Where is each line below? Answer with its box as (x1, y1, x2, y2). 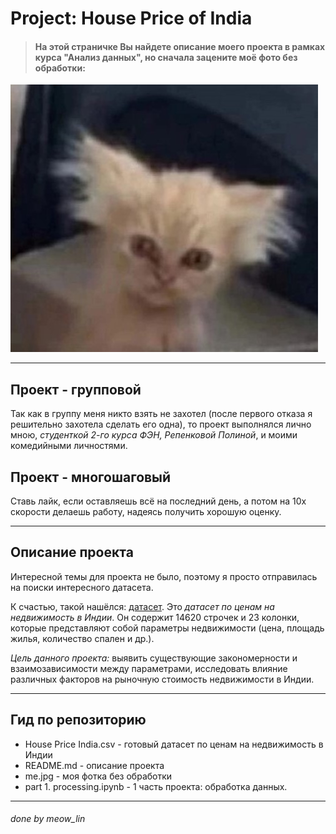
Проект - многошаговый (10, 468, 172, 486)
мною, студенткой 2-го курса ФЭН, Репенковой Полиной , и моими (10, 429, 298, 441)
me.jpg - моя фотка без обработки (24, 770, 173, 782)
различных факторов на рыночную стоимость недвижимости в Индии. (10, 673, 315, 685)
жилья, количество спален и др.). (10, 632, 155, 644)
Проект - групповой (10, 381, 142, 398)
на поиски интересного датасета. (10, 581, 154, 593)
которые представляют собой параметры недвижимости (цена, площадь (10, 622, 325, 634)
